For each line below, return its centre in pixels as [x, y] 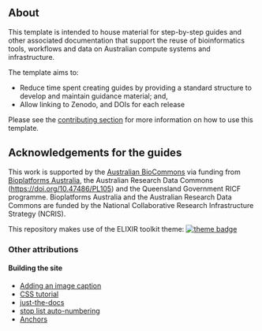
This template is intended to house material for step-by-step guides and [125, 32]
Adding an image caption [60, 285]
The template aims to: [43, 72]
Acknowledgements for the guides [95, 153]
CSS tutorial [39, 294]
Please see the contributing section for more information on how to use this [131, 119]
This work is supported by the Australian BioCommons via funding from [124, 172]
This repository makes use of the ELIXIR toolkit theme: [96, 229]
